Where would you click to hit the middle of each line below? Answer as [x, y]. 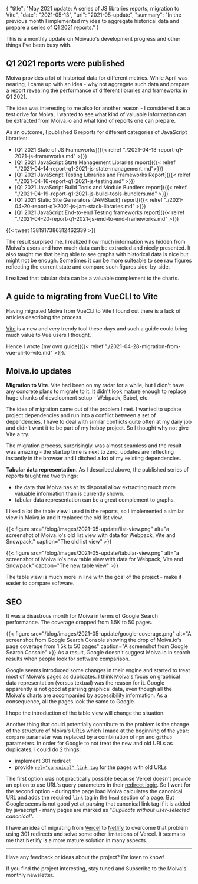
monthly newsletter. [30, 875]
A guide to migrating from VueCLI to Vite [82, 297]
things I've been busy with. [39, 45]
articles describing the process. [44, 317]
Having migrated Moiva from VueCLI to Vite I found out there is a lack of [93, 311]
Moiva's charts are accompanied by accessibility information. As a [87, 695]
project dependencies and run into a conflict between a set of [81, 415]
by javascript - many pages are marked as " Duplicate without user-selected [98, 810]
